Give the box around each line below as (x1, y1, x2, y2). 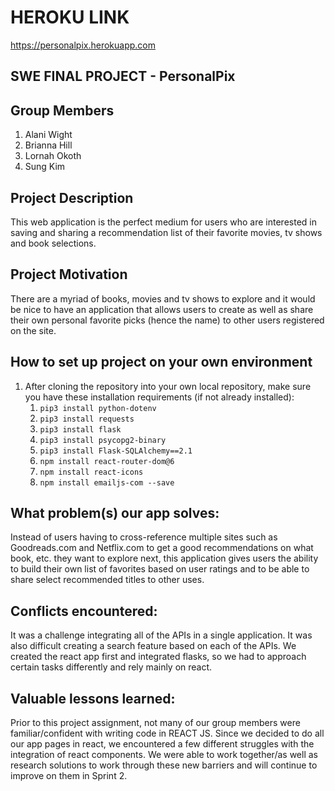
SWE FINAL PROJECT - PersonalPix (10, 68, 236, 85)
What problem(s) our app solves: (10, 504, 220, 521)
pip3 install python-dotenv (39, 403, 157, 413)
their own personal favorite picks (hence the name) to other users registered (10, 314, 325, 326)
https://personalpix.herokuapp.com (10, 39, 157, 51)
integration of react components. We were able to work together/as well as (10, 749, 318, 761)
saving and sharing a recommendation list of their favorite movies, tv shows (10, 226, 323, 238)
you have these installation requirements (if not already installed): (24, 391, 295, 403)
